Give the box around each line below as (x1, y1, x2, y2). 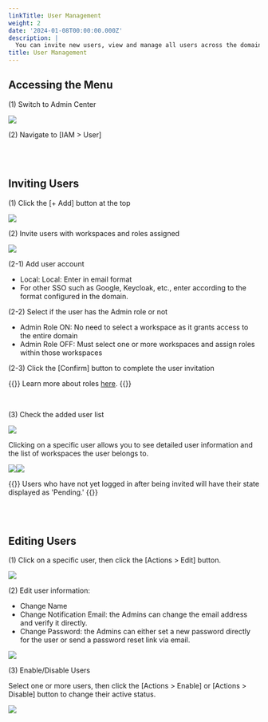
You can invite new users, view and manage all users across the (15, 41, 238, 49)
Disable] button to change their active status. (8, 689, 156, 699)
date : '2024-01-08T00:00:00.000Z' (8, 26, 124, 34)
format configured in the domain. (19, 291, 129, 301)
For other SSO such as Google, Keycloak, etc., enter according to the (19, 282, 247, 292)
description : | (8, 34, 59, 42)
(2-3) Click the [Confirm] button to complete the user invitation (8, 363, 215, 373)
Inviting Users (8, 177, 80, 191)
